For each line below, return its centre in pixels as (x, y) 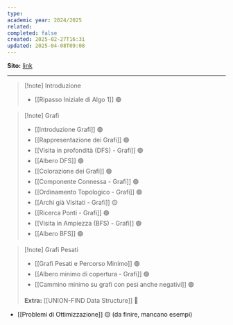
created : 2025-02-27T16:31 (46, 40)
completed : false (32, 33)
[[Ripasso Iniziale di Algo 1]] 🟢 (78, 99)
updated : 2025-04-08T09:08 (46, 46)
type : (15, 14)
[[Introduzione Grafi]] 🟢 (69, 130)
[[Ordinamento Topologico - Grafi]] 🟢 (88, 192)
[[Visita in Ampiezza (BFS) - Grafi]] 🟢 (88, 223)
